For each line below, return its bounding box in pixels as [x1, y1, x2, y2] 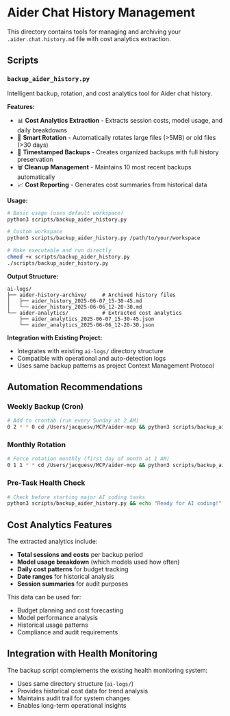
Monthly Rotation [7, 440, 66, 450]
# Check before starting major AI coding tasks [7, 494, 146, 501]
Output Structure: [7, 272, 59, 281]
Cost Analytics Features [7, 519, 112, 531]
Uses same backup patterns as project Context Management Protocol [16, 361, 214, 370]
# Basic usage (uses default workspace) [7, 209, 125, 217]
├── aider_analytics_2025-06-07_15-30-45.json [19, 315, 155, 322]
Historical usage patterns [16, 621, 89, 629]
